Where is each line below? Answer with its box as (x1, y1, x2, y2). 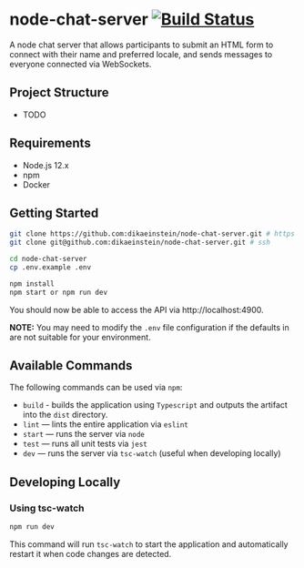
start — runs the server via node (22, 429, 146, 440)
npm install (9, 279, 55, 289)
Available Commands (9, 358, 133, 373)
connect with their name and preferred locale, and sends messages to (9, 48, 273, 59)
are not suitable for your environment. (9, 331, 152, 342)
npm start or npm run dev (9, 288, 107, 297)
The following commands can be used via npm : (9, 382, 183, 393)
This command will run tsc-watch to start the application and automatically (9, 539, 289, 550)
